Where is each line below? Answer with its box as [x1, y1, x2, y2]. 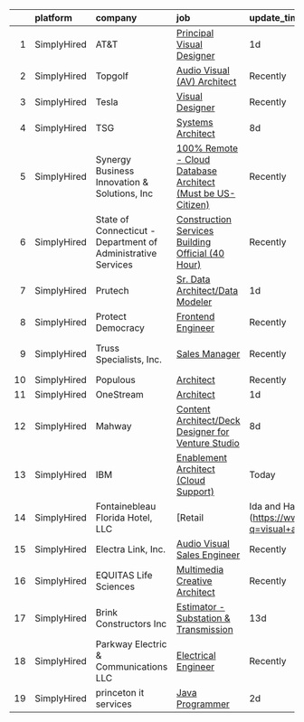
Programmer [176, 698, 231, 710]
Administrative [95, 248, 157, 259]
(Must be [176, 187, 215, 200]
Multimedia [176, 564, 224, 576]
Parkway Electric [95, 638, 167, 650]
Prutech [95, 285, 129, 296]
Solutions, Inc [95, 187, 154, 200]
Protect [95, 311, 127, 323]
